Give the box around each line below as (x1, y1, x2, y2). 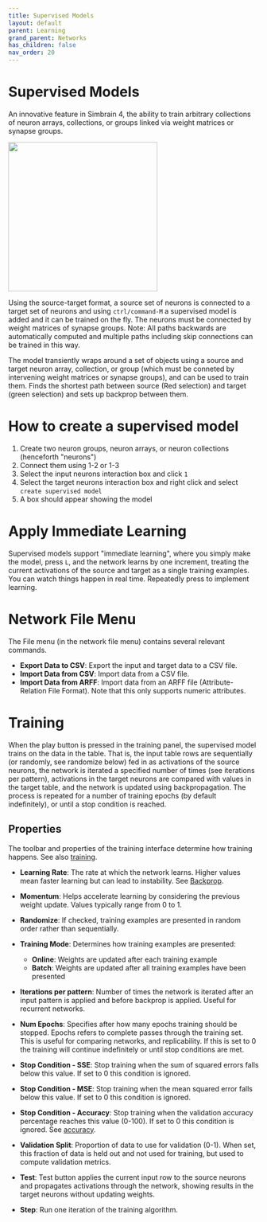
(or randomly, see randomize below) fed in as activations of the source (8, 757, 240, 767)
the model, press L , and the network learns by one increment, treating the (8, 556, 250, 566)
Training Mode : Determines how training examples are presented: (19, 939, 236, 948)
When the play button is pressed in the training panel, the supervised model (8, 740, 257, 749)
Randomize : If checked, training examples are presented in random (19, 915, 241, 924)
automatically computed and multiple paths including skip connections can (8, 331, 253, 341)
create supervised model (19, 487, 103, 495)
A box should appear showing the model (19, 494, 153, 504)
